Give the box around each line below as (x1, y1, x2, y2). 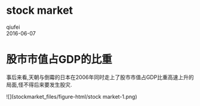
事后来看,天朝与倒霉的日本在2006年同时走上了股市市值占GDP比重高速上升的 (6, 73, 194, 81)
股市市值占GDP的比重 (6, 53, 112, 66)
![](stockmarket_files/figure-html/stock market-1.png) (6, 93, 137, 100)
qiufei (6, 23, 20, 31)
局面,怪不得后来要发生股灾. (6, 81, 73, 88)
